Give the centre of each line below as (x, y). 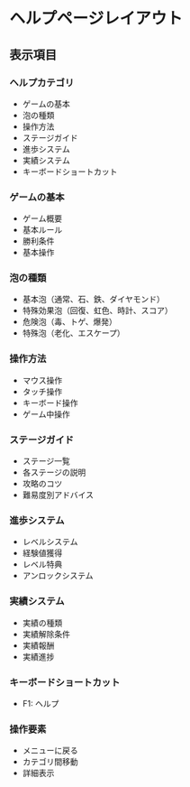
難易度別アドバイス (58, 495)
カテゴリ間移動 (50, 762)
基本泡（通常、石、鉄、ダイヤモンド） (93, 300)
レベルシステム (50, 542)
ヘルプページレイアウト (96, 19)
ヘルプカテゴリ (42, 82)
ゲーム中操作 (46, 414)
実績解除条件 (46, 634)
